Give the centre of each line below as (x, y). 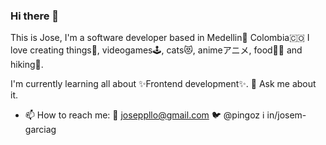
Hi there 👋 (35, 16)
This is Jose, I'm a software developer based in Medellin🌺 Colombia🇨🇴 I (160, 38)
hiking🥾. (27, 65)
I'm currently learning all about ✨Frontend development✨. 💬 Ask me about (163, 84)
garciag (40, 130)
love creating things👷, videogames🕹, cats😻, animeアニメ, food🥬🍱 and (156, 50)
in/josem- (286, 115)
